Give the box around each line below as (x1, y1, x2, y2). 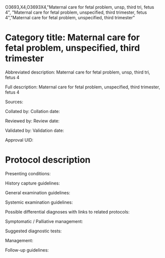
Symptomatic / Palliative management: (5, 218, 83, 224)
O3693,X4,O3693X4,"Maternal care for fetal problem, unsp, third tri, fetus (5, 4, 154, 10)
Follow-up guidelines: (5, 247, 49, 253)
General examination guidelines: (5, 189, 70, 195)
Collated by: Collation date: (5, 108, 60, 114)
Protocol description (5, 154, 91, 166)
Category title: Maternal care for (5, 32, 140, 43)
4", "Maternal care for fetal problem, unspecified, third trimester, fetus (5, 9, 147, 15)
